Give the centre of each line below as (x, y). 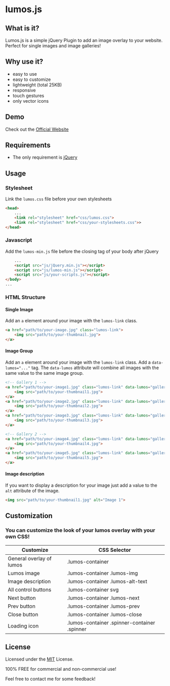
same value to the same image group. (45, 373)
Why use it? (24, 62)
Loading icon (23, 625)
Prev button (22, 606)
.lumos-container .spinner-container (111, 622)
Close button (23, 614)
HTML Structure (25, 297)
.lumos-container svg (93, 589)
